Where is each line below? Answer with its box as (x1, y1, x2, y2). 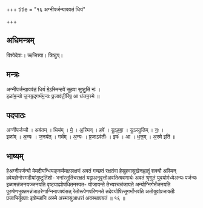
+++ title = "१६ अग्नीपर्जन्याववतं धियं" (6, 6, 86, 13)
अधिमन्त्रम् (6, 35, 35, 45)
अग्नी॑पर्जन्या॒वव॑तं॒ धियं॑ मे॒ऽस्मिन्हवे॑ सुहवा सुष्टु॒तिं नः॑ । (6, 86, 101, 93)
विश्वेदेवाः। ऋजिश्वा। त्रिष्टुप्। (6, 52, 64, 59)
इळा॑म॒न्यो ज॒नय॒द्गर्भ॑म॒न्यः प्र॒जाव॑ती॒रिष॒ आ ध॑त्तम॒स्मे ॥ (6, 92, 100, 99)
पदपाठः (6, 110, 26, 121)
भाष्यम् (6, 151, 24, 161)
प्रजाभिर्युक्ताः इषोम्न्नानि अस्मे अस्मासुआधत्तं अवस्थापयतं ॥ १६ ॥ (6, 195, 125, 202)
